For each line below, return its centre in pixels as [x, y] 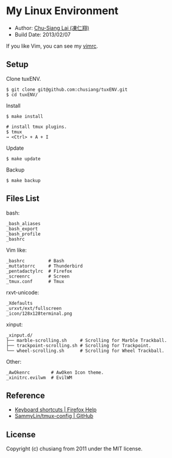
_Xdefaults [19, 303]
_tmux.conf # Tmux [35, 281]
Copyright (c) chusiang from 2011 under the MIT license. [74, 449]
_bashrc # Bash [35, 261]
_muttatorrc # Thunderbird [44, 266]
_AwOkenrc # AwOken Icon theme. [55, 373]
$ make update [24, 159]
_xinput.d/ [19, 335]
